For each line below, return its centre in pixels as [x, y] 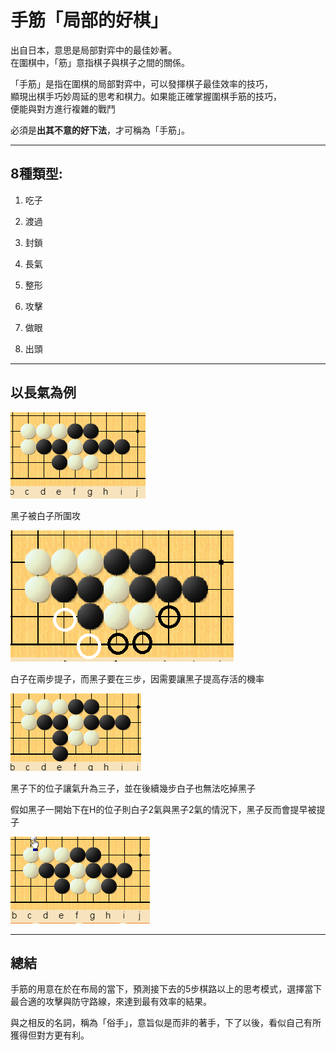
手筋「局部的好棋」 [89, 20]
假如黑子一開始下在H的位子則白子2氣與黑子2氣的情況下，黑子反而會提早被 [163, 809]
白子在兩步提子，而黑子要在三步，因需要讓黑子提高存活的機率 [137, 678]
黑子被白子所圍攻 [45, 515]
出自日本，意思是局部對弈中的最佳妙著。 [93, 50]
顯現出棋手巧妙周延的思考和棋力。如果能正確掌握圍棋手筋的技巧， [146, 96]
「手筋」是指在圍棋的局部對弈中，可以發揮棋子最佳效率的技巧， [141, 83]
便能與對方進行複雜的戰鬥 [63, 108]
